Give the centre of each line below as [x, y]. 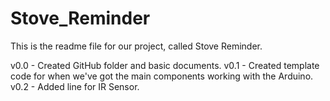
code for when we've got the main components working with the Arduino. [162, 76]
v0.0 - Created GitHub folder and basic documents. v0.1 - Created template [165, 65]
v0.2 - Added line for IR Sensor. [75, 86]
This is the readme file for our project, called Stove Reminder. [136, 46]
